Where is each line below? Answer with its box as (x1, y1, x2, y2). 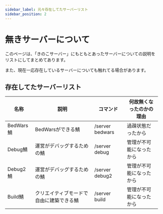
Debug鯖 (7, 146, 28, 153)
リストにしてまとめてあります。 (5, 57, 68, 63)
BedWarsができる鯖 (35, 126, 80, 133)
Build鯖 (7, 194, 24, 200)
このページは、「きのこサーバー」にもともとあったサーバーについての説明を (5, 51, 156, 57)
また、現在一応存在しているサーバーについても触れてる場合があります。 (5, 67, 149, 73)
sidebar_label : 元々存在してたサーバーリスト (5, 7, 88, 12)
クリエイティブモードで (35, 190, 88, 197)
